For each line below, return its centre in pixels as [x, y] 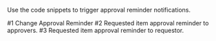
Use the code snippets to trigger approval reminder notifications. [99, 10]
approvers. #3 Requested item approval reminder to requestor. [96, 30]
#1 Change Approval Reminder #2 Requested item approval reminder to [108, 23]
